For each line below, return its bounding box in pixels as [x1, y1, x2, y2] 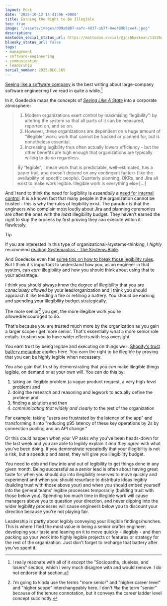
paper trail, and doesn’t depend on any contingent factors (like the [17, 169, 153, 175]
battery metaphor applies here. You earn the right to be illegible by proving [5, 349, 158, 355]
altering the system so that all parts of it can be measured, [24, 117, 145, 123]
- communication [5, 58, 39, 63]
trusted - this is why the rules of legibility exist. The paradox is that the [5, 200, 150, 206]
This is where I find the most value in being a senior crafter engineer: [5, 524, 146, 530]
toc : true [5, 21, 26, 26]
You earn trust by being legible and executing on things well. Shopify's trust [5, 343, 161, 350]
